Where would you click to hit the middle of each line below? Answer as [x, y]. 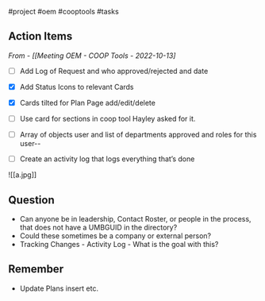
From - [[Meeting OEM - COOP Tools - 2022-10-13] [92, 56]
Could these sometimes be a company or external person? [115, 236]
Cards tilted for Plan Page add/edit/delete [88, 102]
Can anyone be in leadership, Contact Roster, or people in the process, [135, 219]
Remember [36, 269]
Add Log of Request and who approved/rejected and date [114, 71]
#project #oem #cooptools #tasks [63, 12]
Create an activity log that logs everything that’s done [107, 159]
